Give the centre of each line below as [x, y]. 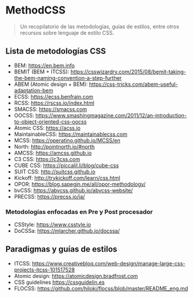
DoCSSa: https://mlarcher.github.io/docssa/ [67, 231]
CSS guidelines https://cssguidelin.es [59, 282]
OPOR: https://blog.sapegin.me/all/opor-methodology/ [80, 184]
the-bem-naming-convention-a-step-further [68, 78]
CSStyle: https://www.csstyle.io [53, 225]
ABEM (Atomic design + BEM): [51, 84]
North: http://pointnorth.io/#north [54, 146]
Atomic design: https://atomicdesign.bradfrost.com [76, 276]
